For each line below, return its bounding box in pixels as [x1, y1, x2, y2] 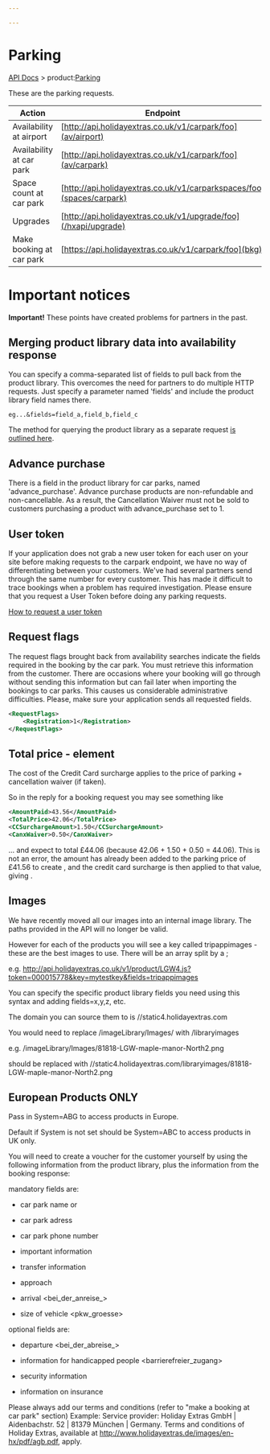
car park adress [19, 1216, 73, 1225]
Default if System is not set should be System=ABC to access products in [8, 1127, 252, 1137]
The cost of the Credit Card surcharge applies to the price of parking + [8, 768, 243, 778]
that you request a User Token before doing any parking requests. [8, 591, 227, 601]
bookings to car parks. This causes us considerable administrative [8, 686, 228, 695]
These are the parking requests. [8, 88, 115, 97]
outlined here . [8, 434, 55, 443]
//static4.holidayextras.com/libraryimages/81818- [89, 1059, 253, 1069]
